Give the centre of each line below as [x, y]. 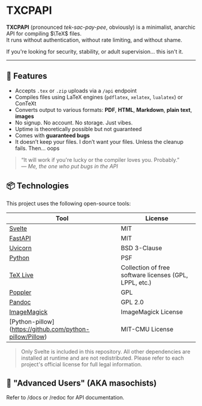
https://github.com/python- [51, 329]
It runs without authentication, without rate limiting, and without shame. [94, 40]
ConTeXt [26, 103]
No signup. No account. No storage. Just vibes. [74, 122]
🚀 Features [27, 76]
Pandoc [20, 302]
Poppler [20, 292]
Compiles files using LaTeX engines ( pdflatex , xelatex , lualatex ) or [99, 97]
